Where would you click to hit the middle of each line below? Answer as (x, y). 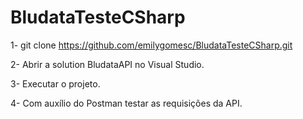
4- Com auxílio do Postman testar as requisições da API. (126, 103)
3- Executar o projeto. (55, 83)
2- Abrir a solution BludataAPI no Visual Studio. (107, 64)
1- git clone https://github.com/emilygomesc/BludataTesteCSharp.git (151, 45)
